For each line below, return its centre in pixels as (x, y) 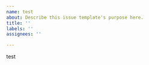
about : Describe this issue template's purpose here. (75, 17)
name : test (20, 12)
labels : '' (20, 29)
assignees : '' (24, 34)
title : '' (19, 23)
